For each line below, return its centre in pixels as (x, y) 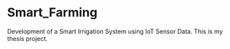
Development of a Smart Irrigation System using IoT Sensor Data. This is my (115, 31)
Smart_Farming (52, 13)
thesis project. (28, 38)
